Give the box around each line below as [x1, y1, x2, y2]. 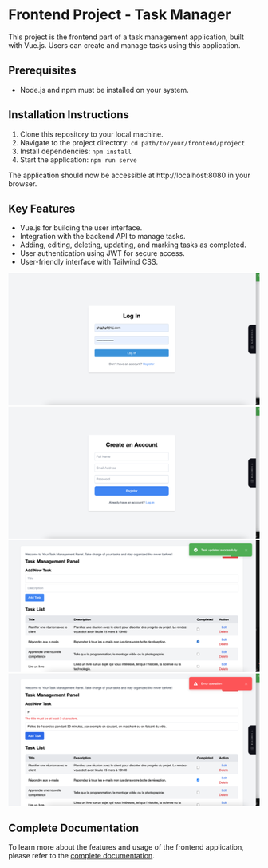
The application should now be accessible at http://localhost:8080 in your [8, 170, 251, 180]
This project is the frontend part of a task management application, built [8, 32, 245, 42]
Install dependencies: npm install [19, 146, 132, 156]
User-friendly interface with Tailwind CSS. [19, 257, 159, 267]
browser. [8, 178, 37, 189]
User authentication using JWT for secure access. [19, 249, 185, 258]
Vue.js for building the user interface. [19, 223, 143, 233]
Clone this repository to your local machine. [19, 129, 164, 139]
